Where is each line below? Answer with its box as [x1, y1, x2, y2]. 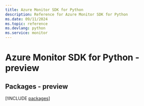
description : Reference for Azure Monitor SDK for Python [5, 12, 128, 17]
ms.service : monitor [5, 30, 48, 35]
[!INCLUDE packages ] [5, 96, 50, 101]
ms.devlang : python [5, 26, 46, 31]
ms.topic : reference [5, 21, 48, 26]
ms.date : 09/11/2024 [5, 16, 48, 21]
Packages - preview [5, 82, 68, 91]
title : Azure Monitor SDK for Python [5, 7, 84, 12]
